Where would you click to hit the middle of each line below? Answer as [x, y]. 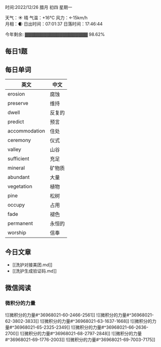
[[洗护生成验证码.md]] [34, 271]
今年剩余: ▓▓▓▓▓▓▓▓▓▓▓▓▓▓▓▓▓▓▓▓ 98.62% [55, 34]
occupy [16, 205]
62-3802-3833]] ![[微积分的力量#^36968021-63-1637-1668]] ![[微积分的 [79, 321]
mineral [16, 168]
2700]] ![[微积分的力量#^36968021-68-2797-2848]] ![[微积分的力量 [73, 333]
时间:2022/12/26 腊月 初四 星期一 [39, 7]
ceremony [19, 140]
